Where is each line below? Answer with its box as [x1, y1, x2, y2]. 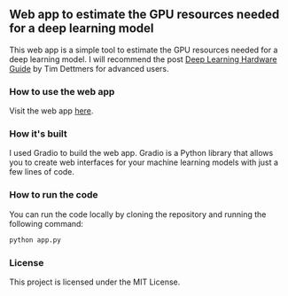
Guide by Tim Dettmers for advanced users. [9, 63, 169, 74]
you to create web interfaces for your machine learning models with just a [9, 157, 279, 167]
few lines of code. [9, 167, 75, 177]
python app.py [9, 235, 62, 245]
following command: [9, 218, 84, 229]
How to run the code [9, 189, 99, 201]
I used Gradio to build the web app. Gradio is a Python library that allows [9, 148, 274, 159]
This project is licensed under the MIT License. [9, 277, 181, 287]
